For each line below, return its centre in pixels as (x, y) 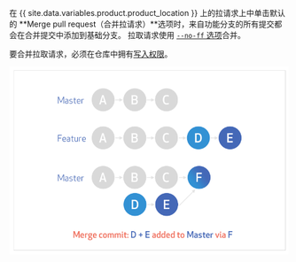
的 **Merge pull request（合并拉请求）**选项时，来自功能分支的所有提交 (142, 24)
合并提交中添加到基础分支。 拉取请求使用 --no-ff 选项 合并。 (135, 35)
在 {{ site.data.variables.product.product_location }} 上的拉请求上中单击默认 (148, 13)
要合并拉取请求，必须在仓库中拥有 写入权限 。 (91, 54)
